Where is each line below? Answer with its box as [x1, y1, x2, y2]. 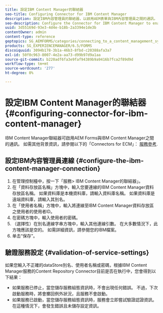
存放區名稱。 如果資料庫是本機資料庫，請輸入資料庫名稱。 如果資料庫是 [12, 190, 155, 196]
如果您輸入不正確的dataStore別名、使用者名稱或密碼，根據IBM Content [5, 262, 147, 268]
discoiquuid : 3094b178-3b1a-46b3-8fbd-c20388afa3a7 [5, 48, 112, 53]
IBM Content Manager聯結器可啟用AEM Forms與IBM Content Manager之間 [5, 135, 154, 141]
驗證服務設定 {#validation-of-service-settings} [5, 249, 149, 257]
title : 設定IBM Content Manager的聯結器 [5, 7, 83, 12]
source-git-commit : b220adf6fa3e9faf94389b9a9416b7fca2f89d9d [5, 57, 133, 62]
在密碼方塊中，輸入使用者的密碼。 [12, 215, 81, 221]
